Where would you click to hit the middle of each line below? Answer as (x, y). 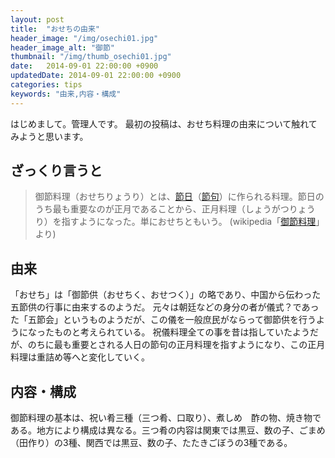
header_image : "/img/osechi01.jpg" (84, 38)
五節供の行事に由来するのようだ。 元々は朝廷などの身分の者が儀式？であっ (165, 307)
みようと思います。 (49, 136)
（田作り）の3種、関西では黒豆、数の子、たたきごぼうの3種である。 (151, 443)
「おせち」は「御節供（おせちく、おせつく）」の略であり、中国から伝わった (166, 295)
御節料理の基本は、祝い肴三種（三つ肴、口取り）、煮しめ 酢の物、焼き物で (166, 418)
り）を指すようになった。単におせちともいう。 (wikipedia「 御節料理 (175, 222)
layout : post (37, 19)
